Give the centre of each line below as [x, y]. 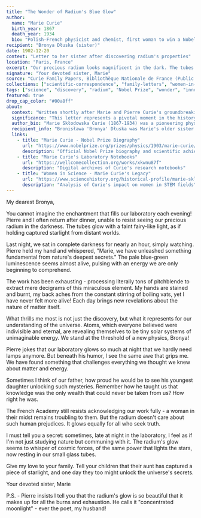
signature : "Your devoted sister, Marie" [59, 73]
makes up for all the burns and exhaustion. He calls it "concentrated [90, 502]
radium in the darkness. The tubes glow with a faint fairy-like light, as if [94, 226]
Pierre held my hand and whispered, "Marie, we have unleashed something [99, 250]
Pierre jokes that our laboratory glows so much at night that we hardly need [99, 349]
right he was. [22, 399]
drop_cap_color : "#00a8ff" [40, 101]
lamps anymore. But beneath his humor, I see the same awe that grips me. [98, 355]
